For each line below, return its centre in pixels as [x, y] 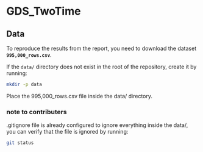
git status [20, 143]
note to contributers [37, 112]
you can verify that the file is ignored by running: [67, 132]
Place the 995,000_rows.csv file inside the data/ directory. [80, 96]
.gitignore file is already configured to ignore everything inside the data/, [97, 125]
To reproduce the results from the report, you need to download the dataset [101, 48]
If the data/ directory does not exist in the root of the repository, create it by [101, 67]
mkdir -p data [24, 84]
